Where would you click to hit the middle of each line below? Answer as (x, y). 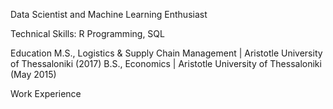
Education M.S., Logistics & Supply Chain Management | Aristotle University (166, 53)
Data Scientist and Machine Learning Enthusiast (109, 14)
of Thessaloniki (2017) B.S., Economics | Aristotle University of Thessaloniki (166, 63)
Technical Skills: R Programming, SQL (87, 33)
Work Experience (46, 93)
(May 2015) (33, 74)
